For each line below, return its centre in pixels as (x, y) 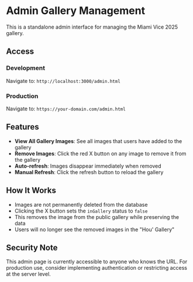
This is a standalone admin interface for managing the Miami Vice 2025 (92, 27)
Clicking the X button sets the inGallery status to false (81, 211)
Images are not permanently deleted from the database (81, 204)
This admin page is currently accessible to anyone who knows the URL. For (97, 262)
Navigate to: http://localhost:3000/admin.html (63, 81)
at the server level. (28, 274)
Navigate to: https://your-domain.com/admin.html (66, 109)
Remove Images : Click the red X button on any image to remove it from (100, 154)
